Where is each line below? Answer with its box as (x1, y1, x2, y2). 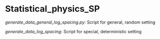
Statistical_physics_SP (5, 3, 100, 14)
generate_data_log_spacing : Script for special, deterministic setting (5, 28, 142, 34)
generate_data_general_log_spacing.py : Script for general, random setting (5, 19, 156, 25)
